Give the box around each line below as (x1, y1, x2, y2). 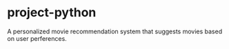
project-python (7, 5, 97, 20)
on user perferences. (7, 34, 67, 42)
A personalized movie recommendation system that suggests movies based (7, 27, 223, 35)
